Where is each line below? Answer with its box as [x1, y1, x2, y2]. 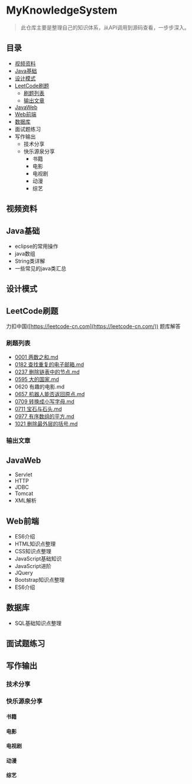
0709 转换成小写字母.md [14, 398, 75, 405]
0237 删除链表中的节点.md [14, 368, 80, 375]
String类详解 [14, 257, 45, 264]
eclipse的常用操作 [14, 243, 58, 250]
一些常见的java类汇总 [14, 264, 67, 272]
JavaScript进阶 [14, 563, 52, 569]
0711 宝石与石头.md [14, 406, 62, 413]
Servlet [14, 471, 32, 478]
